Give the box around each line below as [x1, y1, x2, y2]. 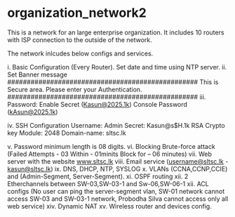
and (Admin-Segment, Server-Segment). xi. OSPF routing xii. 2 [7, 172, 189, 180]
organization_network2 [7, 5, 147, 21]
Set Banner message [7, 70, 68, 79]
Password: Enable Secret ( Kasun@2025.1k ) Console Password [7, 100, 188, 108]
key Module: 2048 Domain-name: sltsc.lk [7, 129, 126, 137]
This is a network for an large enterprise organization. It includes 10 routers [7, 28, 224, 37]
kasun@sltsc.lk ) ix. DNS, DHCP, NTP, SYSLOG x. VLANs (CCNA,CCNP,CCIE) [7, 164, 228, 173]
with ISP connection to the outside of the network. [7, 35, 152, 44]
